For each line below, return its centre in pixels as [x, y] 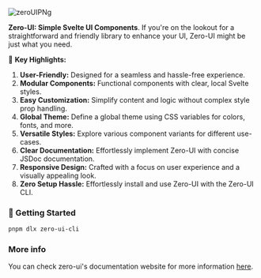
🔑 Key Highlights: [37, 60]
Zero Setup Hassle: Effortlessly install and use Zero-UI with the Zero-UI [137, 184]
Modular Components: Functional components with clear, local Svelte [134, 83]
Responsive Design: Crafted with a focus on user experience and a [129, 167]
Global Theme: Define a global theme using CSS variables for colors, [132, 117]
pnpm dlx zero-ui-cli [44, 229]
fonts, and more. [46, 125]
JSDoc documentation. [57, 159]
